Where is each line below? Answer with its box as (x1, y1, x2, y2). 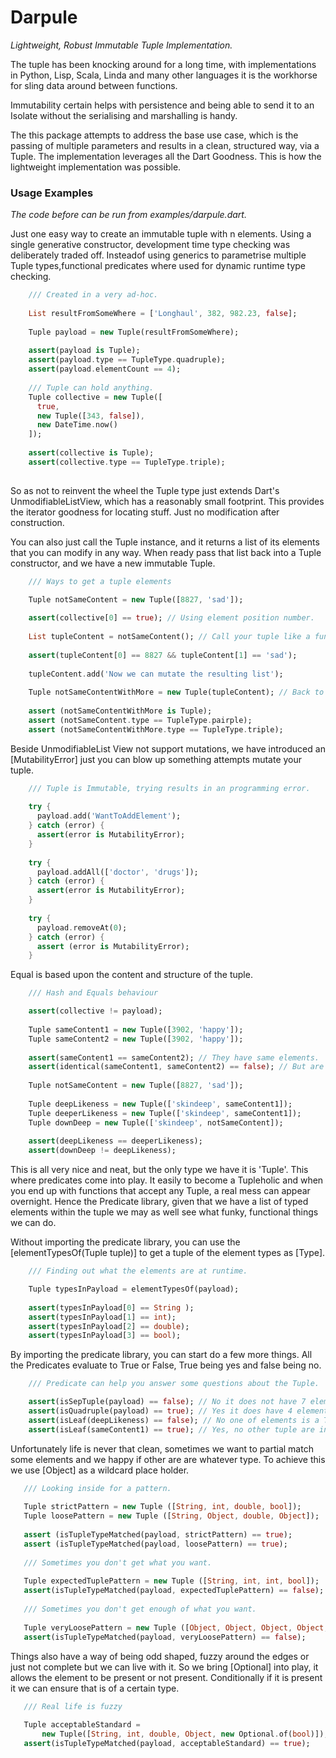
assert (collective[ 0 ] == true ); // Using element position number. (28, 613, 315, 623)
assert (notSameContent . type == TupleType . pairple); (28, 715, 253, 725)
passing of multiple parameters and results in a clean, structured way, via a (10, 139, 320, 151)
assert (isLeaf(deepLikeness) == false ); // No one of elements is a (28, 1415, 320, 1425)
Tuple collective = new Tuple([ (28, 392, 163, 402)
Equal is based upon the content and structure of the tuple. (10, 969, 253, 981)
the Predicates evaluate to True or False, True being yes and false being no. (10, 1359, 322, 1371)
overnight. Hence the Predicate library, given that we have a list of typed (10, 1196, 309, 1208)
